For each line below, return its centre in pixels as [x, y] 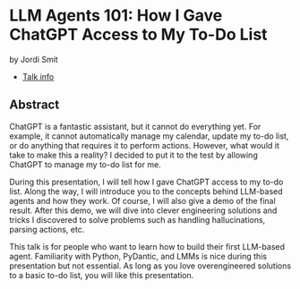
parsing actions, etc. [47, 229]
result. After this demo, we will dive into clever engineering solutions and [143, 210]
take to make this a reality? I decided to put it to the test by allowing [133, 155]
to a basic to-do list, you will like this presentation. [102, 275]
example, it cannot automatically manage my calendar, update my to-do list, [149, 136]
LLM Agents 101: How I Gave [116, 16]
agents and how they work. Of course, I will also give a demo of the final [142, 200]
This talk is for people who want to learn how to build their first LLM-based [147, 246]
